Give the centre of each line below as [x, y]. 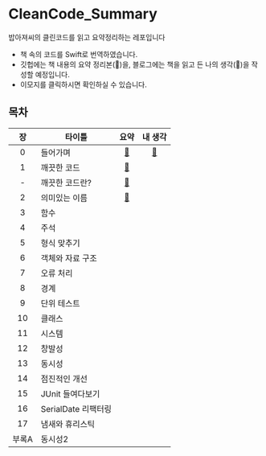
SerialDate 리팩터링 [76, 409]
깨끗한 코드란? [66, 183]
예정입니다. [52, 74]
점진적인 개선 [64, 379]
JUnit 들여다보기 [70, 393]
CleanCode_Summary [83, 14]
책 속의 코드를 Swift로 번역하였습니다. [79, 54]
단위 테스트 [60, 303]
